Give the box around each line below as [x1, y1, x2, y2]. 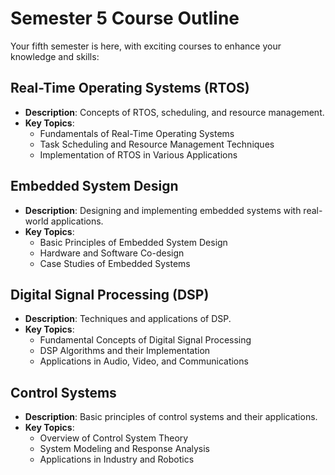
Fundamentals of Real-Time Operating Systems [39, 127, 235, 139]
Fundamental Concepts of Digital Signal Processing [39, 334, 252, 346]
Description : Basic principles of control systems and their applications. [24, 411, 318, 423]
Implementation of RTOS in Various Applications [39, 148, 238, 161]
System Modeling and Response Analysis [39, 443, 211, 455]
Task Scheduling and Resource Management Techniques [39, 138, 275, 150]
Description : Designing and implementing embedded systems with [24, 204, 302, 216]
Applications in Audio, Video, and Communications [39, 355, 249, 367]
